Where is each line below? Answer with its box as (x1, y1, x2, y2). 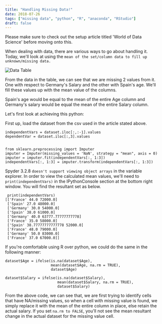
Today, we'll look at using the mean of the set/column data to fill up (5, 54, 147, 60)
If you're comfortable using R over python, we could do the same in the (5, 244, 148, 250)
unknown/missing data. (5, 59, 51, 64)
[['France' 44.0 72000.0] (5, 197, 57, 202)
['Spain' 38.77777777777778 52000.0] (7, 223, 84, 228)
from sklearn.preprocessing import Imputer (5, 147, 95, 152)
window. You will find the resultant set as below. (5, 184, 101, 189)
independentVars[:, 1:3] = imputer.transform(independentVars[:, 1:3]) (5, 160, 153, 165)
